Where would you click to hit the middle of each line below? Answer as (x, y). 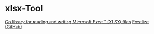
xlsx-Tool (24, 8)
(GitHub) (14, 26)
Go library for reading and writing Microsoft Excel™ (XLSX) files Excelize (77, 22)
